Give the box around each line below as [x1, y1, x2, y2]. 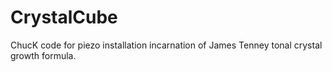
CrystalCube [10, 6, 118, 29]
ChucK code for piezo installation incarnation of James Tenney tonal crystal [10, 39, 323, 51]
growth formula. [10, 49, 77, 61]
